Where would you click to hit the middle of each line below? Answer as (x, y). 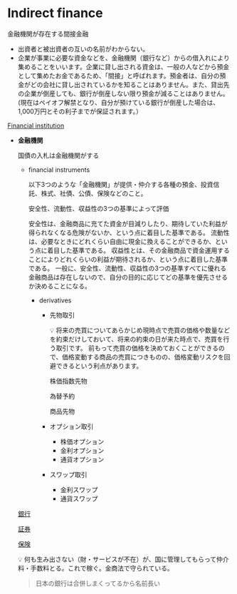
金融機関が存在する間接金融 (48, 34)
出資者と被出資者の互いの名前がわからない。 (83, 48)
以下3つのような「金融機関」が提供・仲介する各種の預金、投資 (121, 184)
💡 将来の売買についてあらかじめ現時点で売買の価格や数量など (140, 330)
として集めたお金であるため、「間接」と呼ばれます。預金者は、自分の (118, 76)
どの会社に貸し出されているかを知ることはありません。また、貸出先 (130, 84)
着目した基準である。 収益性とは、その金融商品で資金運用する (138, 250)
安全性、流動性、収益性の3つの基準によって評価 (99, 208)
